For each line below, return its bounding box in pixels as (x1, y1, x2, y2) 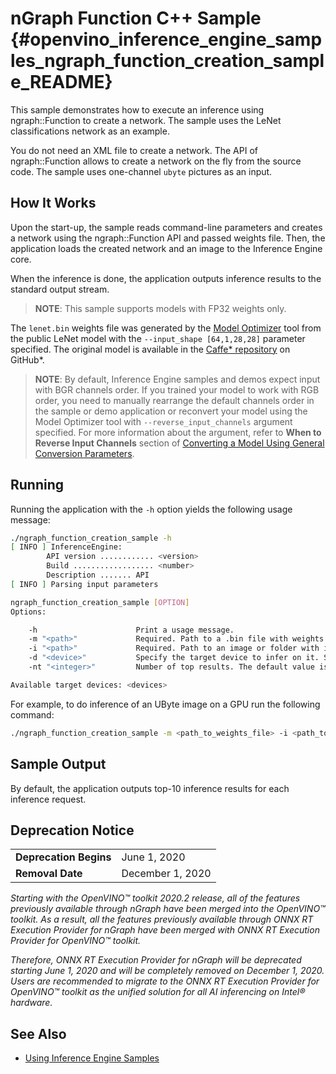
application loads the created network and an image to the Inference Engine (10, 242, 323, 254)
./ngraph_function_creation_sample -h (10, 533, 172, 543)
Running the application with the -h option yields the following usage (10, 503, 293, 515)
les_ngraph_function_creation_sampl (10, 50, 325, 72)
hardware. (10, 997, 53, 1009)
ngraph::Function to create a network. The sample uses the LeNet (10, 114, 282, 126)
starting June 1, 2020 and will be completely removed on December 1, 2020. (10, 965, 325, 977)
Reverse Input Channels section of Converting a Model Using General (34, 437, 325, 449)
